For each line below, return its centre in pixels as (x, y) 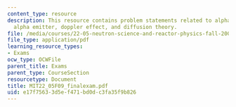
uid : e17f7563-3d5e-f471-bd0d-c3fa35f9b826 (72, 92)
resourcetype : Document (42, 79)
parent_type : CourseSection (48, 73)
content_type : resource (42, 14)
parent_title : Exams (38, 66)
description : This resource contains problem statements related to (110, 20)
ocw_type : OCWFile (34, 60)
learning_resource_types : (45, 46)
